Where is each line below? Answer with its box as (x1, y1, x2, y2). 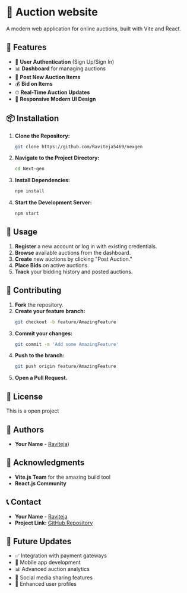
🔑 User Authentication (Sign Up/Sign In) (14, 58, 115, 65)
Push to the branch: (14, 352, 65, 359)
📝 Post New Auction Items (14, 73, 81, 80)
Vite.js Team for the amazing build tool (14, 473, 111, 480)
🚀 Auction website (6, 5, 98, 19)
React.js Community (14, 479, 66, 487)
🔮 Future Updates (6, 536, 72, 547)
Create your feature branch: (14, 307, 85, 314)
